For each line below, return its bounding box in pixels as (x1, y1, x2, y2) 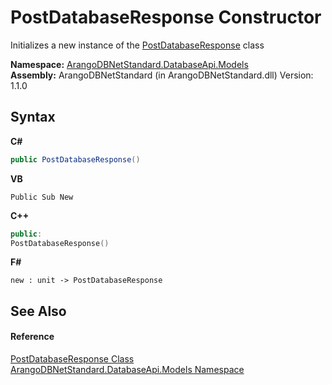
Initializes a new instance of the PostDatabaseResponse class (10, 39, 265, 51)
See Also (10, 302, 67, 320)
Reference (10, 331, 55, 343)
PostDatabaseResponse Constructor (10, 6, 322, 29)
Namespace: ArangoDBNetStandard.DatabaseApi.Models (10, 58, 249, 70)
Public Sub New (10, 192, 74, 202)
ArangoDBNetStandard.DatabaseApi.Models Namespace (10, 363, 245, 375)
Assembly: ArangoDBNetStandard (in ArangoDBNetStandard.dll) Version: (10, 69, 314, 81)
